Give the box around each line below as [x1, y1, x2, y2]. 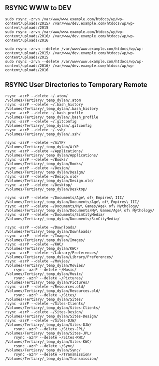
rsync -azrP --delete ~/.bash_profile [5, 110, 83, 115]
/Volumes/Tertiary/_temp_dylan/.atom [5, 98, 81, 103]
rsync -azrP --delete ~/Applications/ [5, 149, 83, 153]
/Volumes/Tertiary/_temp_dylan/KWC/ [5, 246, 79, 251]
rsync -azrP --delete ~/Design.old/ [5, 174, 79, 179]
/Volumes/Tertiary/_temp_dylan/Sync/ [5, 348, 81, 352]
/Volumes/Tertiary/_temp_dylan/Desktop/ [5, 186, 88, 192]
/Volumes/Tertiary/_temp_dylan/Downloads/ [5, 229, 92, 234]
